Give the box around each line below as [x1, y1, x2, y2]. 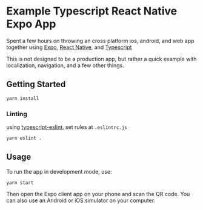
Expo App [6, 17, 56, 31]
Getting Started [6, 79, 66, 90]
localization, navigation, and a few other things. [6, 62, 124, 69]
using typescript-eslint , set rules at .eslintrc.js [6, 123, 127, 131]
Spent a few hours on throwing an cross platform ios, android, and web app [6, 37, 195, 44]
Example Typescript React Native [6, 4, 178, 18]
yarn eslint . [6, 135, 42, 141]
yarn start [6, 180, 34, 186]
